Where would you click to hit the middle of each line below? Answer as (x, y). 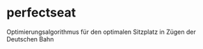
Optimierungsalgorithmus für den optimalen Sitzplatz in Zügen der (101, 32)
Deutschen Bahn (30, 39)
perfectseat (41, 13)
